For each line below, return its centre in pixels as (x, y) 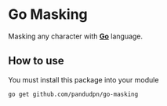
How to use (36, 61)
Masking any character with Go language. (76, 36)
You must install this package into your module (83, 79)
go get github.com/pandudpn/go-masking (73, 94)
